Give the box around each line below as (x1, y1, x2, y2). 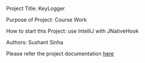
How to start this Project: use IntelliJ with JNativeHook (6, 27, 139, 34)
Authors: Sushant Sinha (6, 39, 64, 45)
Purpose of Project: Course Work (6, 16, 87, 23)
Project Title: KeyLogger (6, 5, 65, 12)
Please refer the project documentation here (6, 50, 114, 57)
